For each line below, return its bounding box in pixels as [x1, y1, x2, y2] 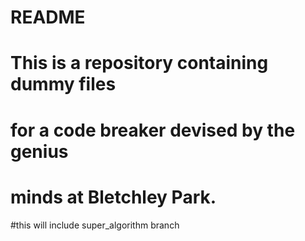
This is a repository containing [10, 52, 269, 75]
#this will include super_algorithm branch [10, 219, 180, 231]
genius [10, 140, 69, 163]
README [10, 6, 86, 29]
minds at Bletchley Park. [10, 186, 217, 208]
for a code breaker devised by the [10, 119, 296, 141]
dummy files [10, 73, 117, 96]
